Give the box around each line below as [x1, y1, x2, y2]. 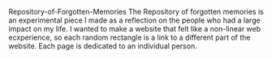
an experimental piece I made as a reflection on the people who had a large [8, 15, 261, 25]
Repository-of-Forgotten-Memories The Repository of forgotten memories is [8, 7, 264, 16]
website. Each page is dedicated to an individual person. [8, 41, 197, 51]
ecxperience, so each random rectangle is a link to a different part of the [8, 32, 251, 42]
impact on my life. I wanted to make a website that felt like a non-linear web [8, 24, 261, 33]
